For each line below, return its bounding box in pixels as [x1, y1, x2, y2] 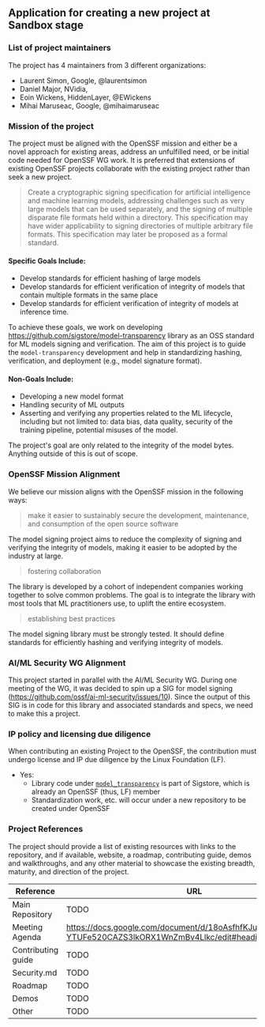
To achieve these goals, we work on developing [8, 323, 163, 332]
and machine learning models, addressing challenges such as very [27, 195, 245, 205]
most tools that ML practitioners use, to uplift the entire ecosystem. [8, 598, 226, 608]
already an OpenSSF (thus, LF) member [31, 787, 160, 797]
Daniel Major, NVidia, [19, 84, 88, 93]
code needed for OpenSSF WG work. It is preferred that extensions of [8, 155, 235, 164]
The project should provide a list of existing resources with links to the [8, 841, 237, 851]
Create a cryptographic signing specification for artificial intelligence [27, 187, 251, 197]
